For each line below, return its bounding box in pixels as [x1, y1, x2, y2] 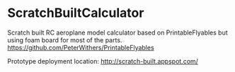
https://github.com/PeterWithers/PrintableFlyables [7, 43, 154, 52]
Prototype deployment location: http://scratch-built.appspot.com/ [7, 56, 198, 65]
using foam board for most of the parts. [7, 35, 122, 44]
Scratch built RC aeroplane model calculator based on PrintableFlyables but [7, 28, 228, 37]
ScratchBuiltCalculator [7, 5, 144, 21]
